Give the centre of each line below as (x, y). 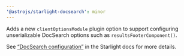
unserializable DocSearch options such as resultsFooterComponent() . (92, 35)
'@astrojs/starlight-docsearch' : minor (56, 12)
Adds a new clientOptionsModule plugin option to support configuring (92, 29)
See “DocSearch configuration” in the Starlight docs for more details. (91, 46)
